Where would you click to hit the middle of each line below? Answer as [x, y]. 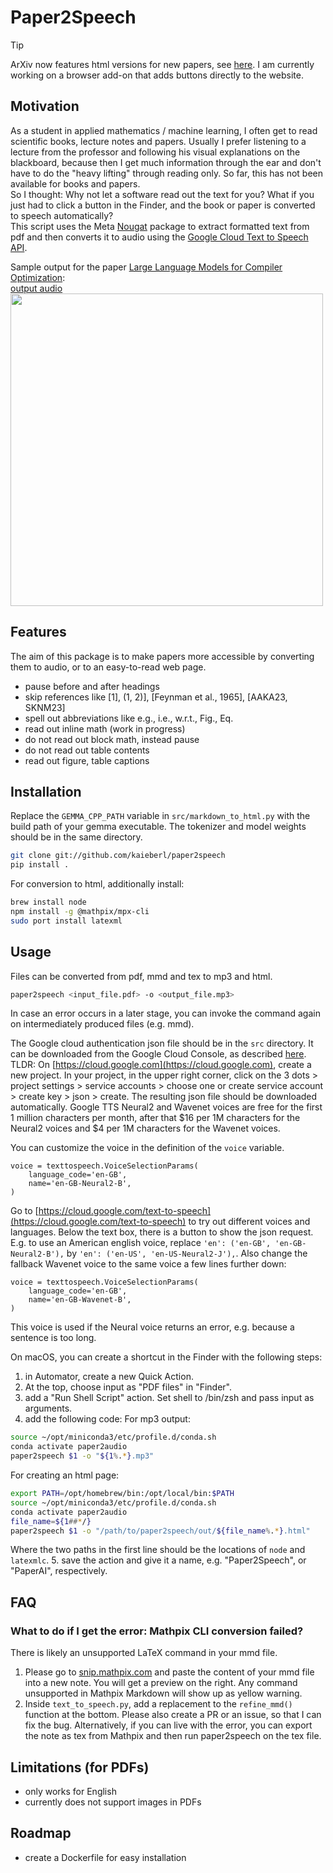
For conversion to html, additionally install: [97, 884]
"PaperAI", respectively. [59, 1571]
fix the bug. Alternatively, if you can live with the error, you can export [168, 1725]
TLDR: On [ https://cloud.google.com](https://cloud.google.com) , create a [161, 1065]
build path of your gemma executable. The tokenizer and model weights [158, 827]
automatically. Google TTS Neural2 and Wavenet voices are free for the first [166, 1107]
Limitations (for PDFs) [80, 1767]
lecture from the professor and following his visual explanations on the [155, 152]
